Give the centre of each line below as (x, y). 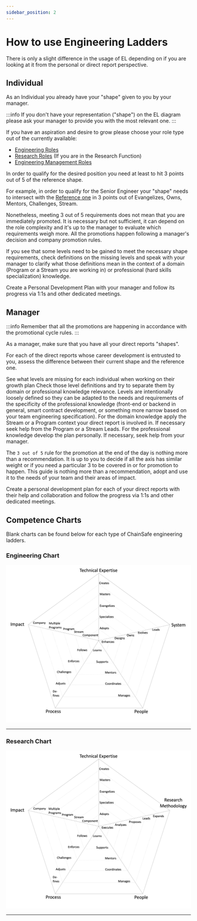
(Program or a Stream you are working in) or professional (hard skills (89, 270)
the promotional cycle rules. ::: (43, 333)
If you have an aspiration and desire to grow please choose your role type (95, 132)
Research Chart (29, 741)
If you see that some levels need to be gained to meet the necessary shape (97, 252)
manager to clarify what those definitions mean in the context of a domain (95, 264)
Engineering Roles (36, 150)
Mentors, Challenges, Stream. (42, 204)
